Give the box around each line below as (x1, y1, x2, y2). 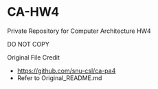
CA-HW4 (7, 4, 60, 20)
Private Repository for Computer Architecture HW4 (7, 27, 151, 35)
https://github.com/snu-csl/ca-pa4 (16, 66, 116, 75)
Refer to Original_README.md (16, 73, 102, 82)
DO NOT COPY (7, 40, 49, 48)
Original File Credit (7, 53, 60, 62)
